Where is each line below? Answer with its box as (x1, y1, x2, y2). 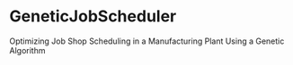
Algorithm (9, 45, 46, 55)
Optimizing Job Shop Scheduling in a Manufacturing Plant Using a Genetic (9, 36, 285, 46)
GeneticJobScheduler (9, 6, 177, 27)
